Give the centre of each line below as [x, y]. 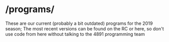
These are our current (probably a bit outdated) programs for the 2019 [79, 23]
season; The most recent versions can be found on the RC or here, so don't [85, 28]
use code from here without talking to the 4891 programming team [75, 34]
